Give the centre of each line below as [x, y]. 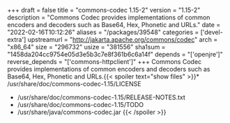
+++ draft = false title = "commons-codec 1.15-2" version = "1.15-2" [104, 10]
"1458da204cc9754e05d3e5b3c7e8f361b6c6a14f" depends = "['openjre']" [115, 54]
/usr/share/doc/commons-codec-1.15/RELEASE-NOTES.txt [101, 97]
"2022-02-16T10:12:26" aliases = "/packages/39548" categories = [103, 32]
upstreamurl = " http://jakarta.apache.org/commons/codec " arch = [123, 40]
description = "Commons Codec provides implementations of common [109, 17]
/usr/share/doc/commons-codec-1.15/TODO [80, 105]
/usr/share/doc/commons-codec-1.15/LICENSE [74, 84]
